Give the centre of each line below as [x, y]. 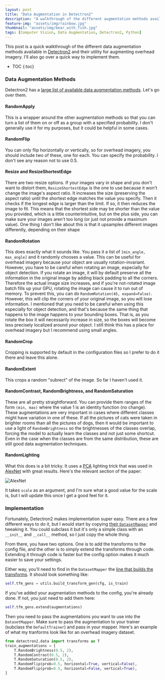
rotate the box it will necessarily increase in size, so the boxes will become [81, 320]
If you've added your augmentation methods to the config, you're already [79, 593]
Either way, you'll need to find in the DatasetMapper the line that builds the [79, 569]
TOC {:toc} [23, 66]
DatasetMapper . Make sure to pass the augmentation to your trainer [72, 621]
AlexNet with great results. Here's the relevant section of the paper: [73, 471]
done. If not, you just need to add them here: [50, 598]
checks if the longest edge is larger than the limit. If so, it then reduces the [80, 203]
